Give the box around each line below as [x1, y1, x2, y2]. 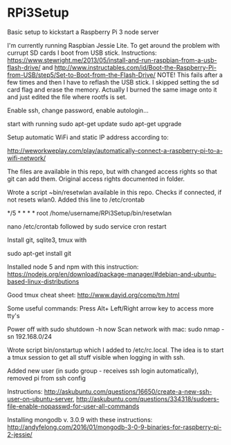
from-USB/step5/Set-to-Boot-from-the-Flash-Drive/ [7, 71, 156, 79]
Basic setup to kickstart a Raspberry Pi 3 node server [7, 28, 159, 36]
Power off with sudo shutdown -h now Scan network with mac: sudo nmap [7, 324, 220, 333]
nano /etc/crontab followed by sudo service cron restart [7, 222, 167, 230]
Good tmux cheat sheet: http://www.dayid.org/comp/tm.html [7, 290, 180, 299]
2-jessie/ [7, 430, 33, 438]
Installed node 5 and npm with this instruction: [7, 262, 139, 271]
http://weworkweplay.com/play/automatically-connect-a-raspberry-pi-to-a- [7, 146, 223, 155]
